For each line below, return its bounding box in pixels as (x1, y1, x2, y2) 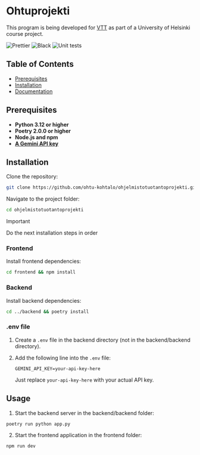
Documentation (14, 88, 53, 95)
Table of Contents (6, 59, 74, 69)
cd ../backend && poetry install (6, 309, 89, 315)
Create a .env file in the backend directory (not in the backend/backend (14, 336, 190, 343)
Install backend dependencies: (6, 297, 82, 304)
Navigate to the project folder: (6, 195, 80, 202)
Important (6, 218, 30, 225)
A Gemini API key (14, 140, 58, 147)
